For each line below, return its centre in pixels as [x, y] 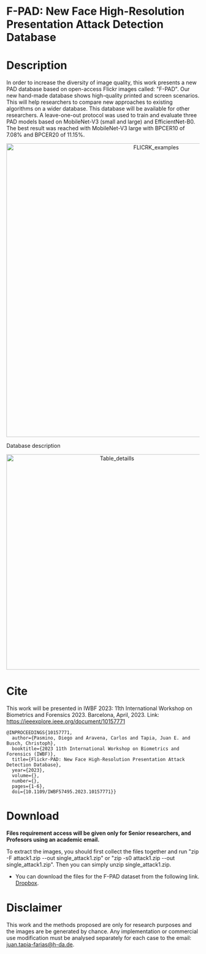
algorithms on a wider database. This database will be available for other [98, 109]
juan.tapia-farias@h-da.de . [40, 944]
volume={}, [26, 776]
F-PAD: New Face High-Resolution [96, 11]
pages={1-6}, [29, 787]
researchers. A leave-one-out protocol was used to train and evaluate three [102, 115]
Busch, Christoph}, [31, 744]
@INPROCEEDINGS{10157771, [39, 733]
